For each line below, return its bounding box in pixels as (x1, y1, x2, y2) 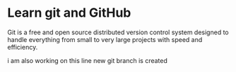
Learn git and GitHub (7, 5, 131, 21)
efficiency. (7, 43, 38, 51)
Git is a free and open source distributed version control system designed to (7, 28, 229, 36)
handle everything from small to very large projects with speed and (7, 35, 203, 43)
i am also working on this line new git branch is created (7, 56, 168, 64)
